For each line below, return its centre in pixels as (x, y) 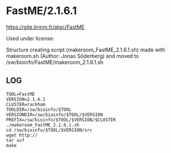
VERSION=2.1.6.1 (26, 99)
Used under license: (30, 38)
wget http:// (22, 135)
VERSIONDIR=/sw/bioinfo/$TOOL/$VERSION (55, 115)
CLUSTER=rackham (26, 104)
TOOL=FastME (20, 94)
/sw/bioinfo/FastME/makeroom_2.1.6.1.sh (55, 62)
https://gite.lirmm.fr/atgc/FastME (45, 27)
